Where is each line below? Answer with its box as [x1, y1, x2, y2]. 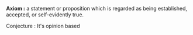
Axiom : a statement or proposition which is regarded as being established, [6, 5, 188, 12]
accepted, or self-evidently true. [6, 11, 84, 18]
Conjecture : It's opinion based [6, 23, 80, 29]
